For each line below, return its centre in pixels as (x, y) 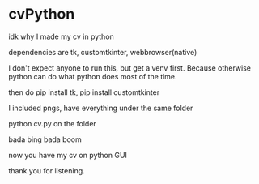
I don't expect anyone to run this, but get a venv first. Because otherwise (129, 68)
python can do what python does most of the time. (93, 76)
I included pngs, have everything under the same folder (101, 108)
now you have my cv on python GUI (68, 155)
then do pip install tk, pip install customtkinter (84, 92)
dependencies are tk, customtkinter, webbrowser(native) (103, 52)
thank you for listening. (47, 170)
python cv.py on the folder (53, 123)
